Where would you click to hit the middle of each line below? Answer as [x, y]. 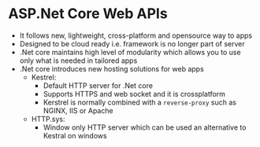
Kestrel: [44, 77]
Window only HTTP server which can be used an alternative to [145, 127]
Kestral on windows [75, 135]
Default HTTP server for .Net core [98, 85]
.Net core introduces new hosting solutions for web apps [112, 68]
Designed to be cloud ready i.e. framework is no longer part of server [132, 43]
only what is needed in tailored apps [78, 61]
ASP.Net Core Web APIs [88, 14]
